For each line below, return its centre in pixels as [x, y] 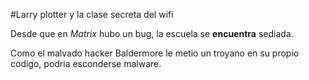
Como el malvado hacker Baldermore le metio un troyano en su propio [155, 53]
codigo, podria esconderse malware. [86, 63]
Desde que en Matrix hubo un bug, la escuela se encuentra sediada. [152, 33]
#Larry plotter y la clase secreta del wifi [92, 14]
